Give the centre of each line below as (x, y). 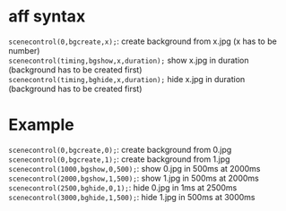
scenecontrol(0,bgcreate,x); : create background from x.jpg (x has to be (143, 41)
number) (24, 50)
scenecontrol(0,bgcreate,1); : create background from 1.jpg (119, 159)
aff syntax (47, 17)
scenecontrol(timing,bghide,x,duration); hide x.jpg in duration (127, 79)
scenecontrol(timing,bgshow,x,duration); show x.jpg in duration (129, 60)
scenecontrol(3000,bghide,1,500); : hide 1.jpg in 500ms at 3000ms (132, 197)
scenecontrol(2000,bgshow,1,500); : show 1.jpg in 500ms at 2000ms (134, 178)
